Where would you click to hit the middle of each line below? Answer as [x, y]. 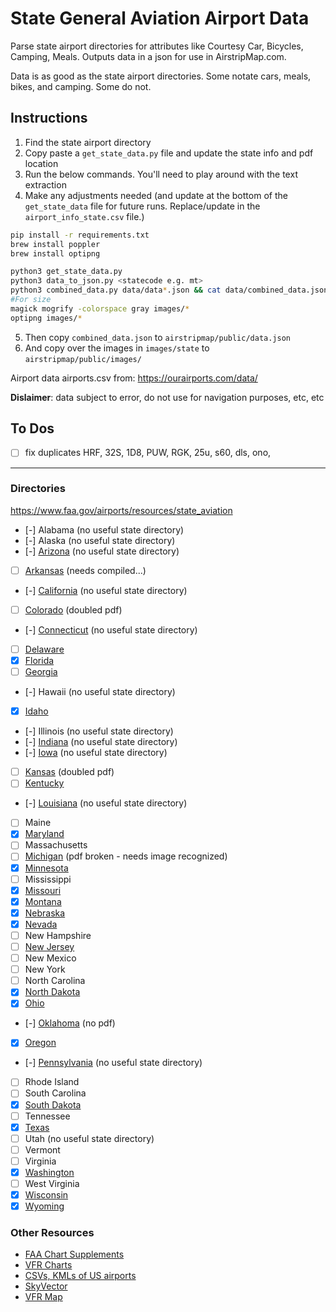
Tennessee [47, 1116]
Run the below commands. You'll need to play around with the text [161, 174]
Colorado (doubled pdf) [73, 609]
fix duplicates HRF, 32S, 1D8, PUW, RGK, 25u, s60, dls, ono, [148, 453]
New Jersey [49, 946]
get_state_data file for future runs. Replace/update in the [142, 206]
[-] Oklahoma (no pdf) [70, 1023]
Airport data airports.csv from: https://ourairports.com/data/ [134, 378]
